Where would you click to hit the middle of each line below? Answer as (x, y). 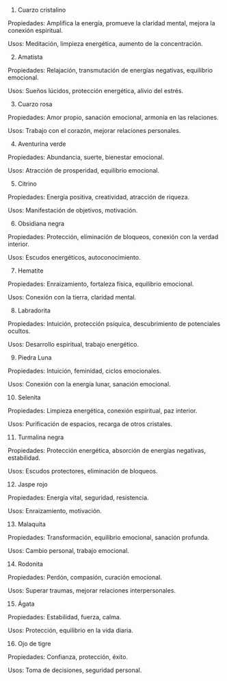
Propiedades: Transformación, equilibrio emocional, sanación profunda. (109, 537)
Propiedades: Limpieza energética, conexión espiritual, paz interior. (103, 411)
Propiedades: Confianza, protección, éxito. (68, 657)
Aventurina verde (42, 144)
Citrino (27, 184)
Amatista (30, 57)
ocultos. (19, 331)
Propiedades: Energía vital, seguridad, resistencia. (78, 497)
